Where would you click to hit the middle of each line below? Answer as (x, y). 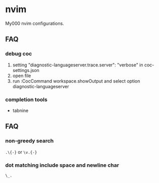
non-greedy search (30, 141)
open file (22, 76)
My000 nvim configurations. (35, 23)
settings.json (26, 70)
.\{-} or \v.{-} (21, 152)
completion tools (26, 99)
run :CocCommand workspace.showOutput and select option (76, 81)
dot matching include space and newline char (62, 165)
